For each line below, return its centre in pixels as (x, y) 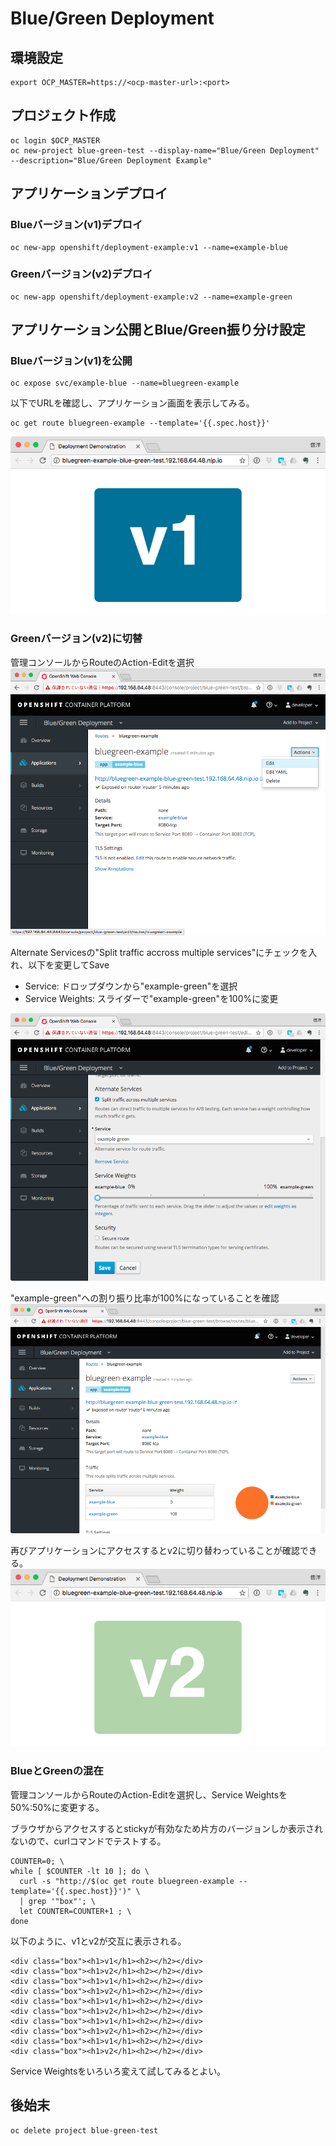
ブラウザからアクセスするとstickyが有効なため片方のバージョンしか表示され (166, 1828)
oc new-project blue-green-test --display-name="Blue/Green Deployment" (165, 150)
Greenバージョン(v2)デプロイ (81, 274)
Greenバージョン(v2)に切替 (76, 639)
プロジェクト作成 (63, 115)
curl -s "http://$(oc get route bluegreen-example (127, 1881)
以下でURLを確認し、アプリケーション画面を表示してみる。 (132, 403)
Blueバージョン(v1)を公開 (71, 361)
